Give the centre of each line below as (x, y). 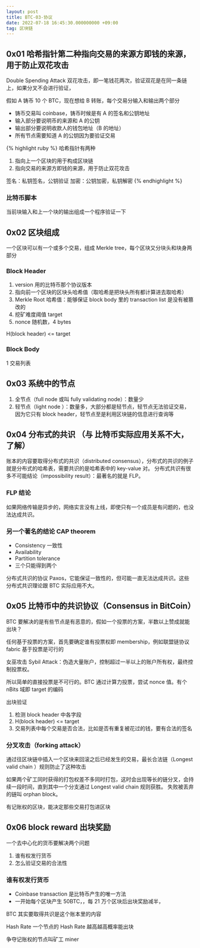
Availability (28, 552)
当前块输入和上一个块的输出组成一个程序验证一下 (66, 212)
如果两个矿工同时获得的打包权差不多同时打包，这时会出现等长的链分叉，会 (97, 780)
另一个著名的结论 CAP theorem (51, 531)
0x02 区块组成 (33, 232)
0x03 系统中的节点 (41, 384)
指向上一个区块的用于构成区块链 (54, 161)
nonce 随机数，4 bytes (43, 322)
